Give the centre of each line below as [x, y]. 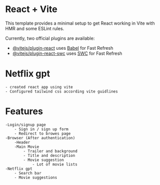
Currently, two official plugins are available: [50, 38]
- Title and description [49, 155]
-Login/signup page [26, 125]
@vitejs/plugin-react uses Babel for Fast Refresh [63, 48]
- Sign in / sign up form [42, 129]
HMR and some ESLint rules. [35, 28]
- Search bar [28, 173]
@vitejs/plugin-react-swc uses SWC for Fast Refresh [67, 53]
